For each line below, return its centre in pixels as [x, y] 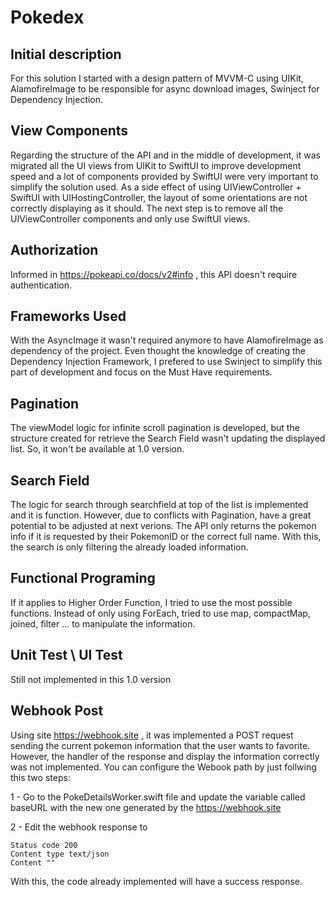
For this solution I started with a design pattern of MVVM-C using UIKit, [157, 78]
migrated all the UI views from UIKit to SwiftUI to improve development [156, 165]
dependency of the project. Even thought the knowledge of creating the [158, 351]
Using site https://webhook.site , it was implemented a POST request [152, 735]
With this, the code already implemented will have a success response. [156, 881]
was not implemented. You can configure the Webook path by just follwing [163, 767]
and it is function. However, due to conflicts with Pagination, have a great [161, 515]
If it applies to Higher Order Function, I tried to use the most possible [151, 602]
